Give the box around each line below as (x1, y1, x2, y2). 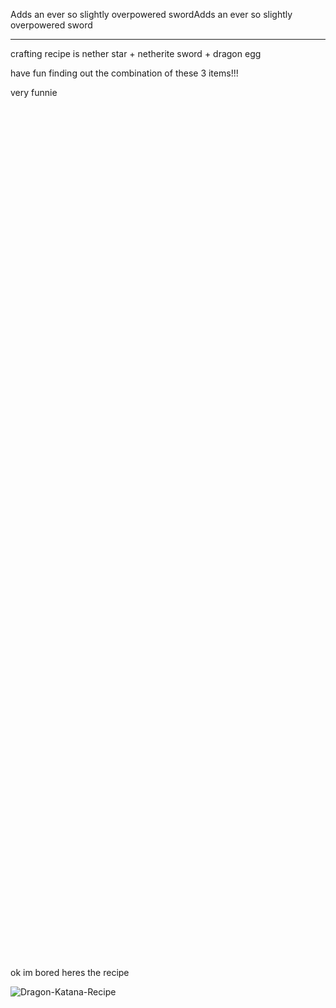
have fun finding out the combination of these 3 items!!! (10, 67, 239, 79)
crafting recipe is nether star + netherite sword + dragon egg (10, 48, 262, 59)
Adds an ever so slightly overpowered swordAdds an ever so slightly (10, 9, 293, 20)
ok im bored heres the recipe (10, 967, 130, 978)
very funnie (10, 87, 58, 98)
